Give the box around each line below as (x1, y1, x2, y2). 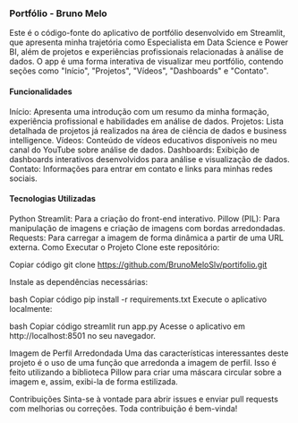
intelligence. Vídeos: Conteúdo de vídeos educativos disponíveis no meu (9, 134, 277, 145)
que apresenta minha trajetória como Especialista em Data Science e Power (9, 37, 289, 47)
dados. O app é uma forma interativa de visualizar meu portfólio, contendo (9, 56, 284, 67)
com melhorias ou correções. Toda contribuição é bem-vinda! (9, 402, 238, 414)
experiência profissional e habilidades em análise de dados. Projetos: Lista (9, 116, 285, 126)
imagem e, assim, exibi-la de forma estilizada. (9, 376, 179, 387)
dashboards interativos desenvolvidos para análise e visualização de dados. (9, 153, 291, 164)
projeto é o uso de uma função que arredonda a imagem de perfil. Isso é (9, 357, 277, 367)
